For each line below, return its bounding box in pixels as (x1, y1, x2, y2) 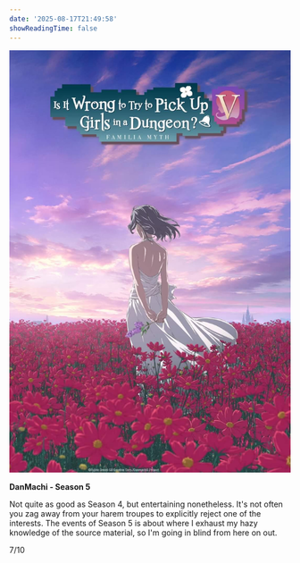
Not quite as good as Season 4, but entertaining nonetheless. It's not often (9, 499, 284, 509)
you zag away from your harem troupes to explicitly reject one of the (9, 508, 262, 519)
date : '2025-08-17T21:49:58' (9, 14, 118, 23)
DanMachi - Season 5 (9, 482, 91, 492)
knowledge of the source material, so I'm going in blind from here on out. (9, 527, 278, 538)
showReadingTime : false (9, 23, 98, 33)
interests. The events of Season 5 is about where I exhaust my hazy (9, 518, 259, 529)
